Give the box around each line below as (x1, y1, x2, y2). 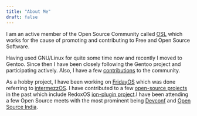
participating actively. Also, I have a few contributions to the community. (6, 67, 181, 74)
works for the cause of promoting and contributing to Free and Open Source (6, 37, 191, 44)
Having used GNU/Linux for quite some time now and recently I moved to (6, 54, 183, 61)
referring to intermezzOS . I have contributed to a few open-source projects (6, 84, 188, 91)
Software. (6, 42, 30, 50)
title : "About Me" (6, 8, 51, 15)
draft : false (6, 14, 38, 20)
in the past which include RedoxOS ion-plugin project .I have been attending (6, 91, 189, 98)
